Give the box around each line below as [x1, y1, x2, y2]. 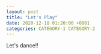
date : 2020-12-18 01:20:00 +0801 [6, 20, 90, 26]
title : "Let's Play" [6, 14, 58, 20]
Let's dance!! [6, 42, 39, 49]
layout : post [6, 8, 39, 15]
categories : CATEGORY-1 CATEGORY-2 [6, 25, 96, 32]
